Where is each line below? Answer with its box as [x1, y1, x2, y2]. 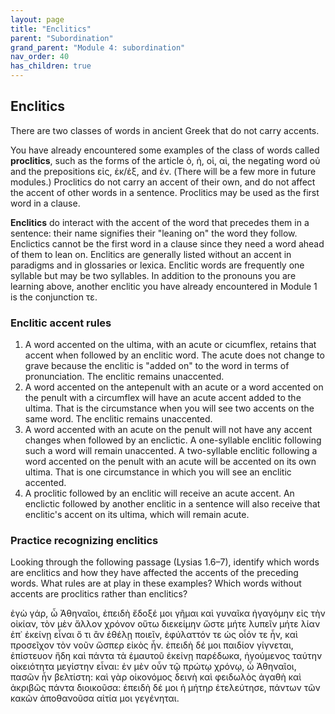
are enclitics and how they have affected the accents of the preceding [10, 567, 299, 579]
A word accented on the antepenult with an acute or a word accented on [24, 381, 324, 393]
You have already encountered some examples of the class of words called [10, 144, 320, 156]
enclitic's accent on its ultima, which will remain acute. [24, 509, 250, 521]
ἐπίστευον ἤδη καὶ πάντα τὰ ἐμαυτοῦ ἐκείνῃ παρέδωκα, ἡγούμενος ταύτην [10, 650, 323, 662]
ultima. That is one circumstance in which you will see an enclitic [24, 466, 292, 478]
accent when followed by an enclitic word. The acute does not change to [24, 349, 325, 361]
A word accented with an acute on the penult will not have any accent [24, 424, 313, 436]
